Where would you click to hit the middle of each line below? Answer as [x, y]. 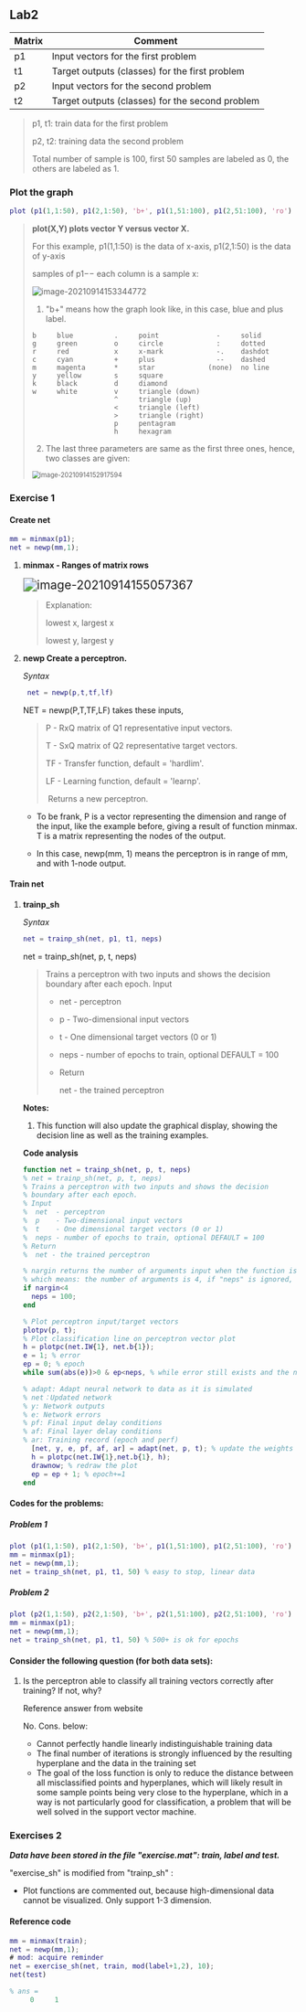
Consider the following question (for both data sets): [111, 1661]
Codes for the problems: [57, 1504]
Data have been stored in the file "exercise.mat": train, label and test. [145, 1856]
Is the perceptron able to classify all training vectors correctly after [148, 1681]
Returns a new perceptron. [98, 798]
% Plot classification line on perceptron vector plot [129, 1338]
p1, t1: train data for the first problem [100, 123]
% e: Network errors [62, 1415]
